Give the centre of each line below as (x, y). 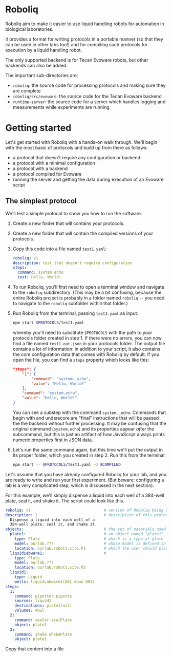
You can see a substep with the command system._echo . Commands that (89, 412)
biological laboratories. (29, 29)
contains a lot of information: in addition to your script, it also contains (86, 349)
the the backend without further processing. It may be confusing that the (89, 423)
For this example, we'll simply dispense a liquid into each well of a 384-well (85, 495)
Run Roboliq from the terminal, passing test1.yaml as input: (76, 313)
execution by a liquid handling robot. (44, 50)
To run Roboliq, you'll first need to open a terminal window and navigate (89, 287)
